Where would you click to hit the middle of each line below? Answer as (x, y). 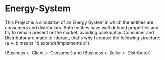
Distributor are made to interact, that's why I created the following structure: (83, 38)
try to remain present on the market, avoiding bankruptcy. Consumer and (80, 32)
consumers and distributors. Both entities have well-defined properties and (82, 27)
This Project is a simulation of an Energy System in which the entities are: (80, 22)
